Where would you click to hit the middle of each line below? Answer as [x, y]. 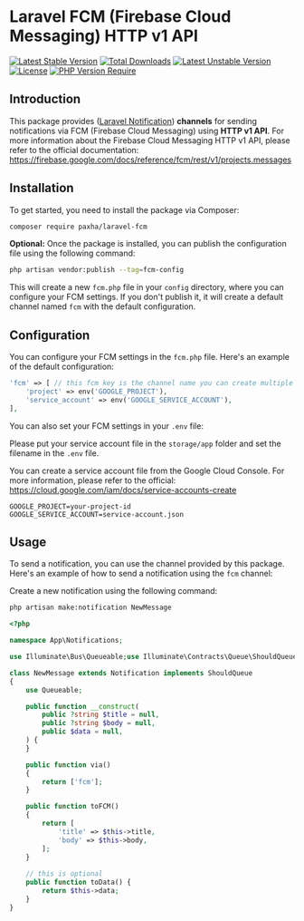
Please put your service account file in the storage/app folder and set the [146, 443]
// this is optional [64, 874]
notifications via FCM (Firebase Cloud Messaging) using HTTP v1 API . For [147, 131]
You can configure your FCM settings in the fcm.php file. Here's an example [149, 357]
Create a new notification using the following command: [114, 591]
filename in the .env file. [54, 453]
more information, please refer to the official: [93, 480]
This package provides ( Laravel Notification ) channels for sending [133, 121]
